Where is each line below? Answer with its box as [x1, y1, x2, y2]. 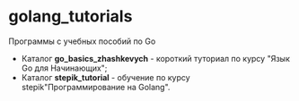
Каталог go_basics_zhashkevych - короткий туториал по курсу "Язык [21, 53, 291, 63]
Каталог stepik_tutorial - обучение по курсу [21, 72, 190, 82]
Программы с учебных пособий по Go [8, 36, 156, 46]
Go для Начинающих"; [21, 63, 108, 73]
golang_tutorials [8, 6, 133, 27]
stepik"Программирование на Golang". [21, 81, 171, 92]
